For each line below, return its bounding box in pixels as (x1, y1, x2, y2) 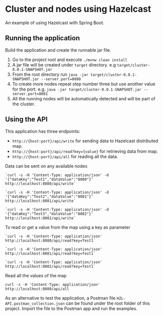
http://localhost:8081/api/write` (5, 198, 76, 203)
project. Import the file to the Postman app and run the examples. (5, 305, 137, 311)
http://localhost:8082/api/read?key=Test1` (5, 264, 96, 269)
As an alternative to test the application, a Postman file (5, 295, 116, 301)
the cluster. (12, 101, 35, 107)
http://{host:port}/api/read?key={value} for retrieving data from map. (12, 148, 159, 154)
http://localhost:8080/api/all (5, 286, 69, 291)
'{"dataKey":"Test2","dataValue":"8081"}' (5, 194, 94, 199)
